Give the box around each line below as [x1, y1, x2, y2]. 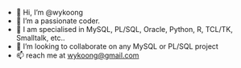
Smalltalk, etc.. [15, 33, 66, 42]
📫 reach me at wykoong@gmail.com [15, 50, 139, 60]
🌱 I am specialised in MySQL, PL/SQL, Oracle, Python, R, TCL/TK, [15, 25, 234, 34]
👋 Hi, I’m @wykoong [15, 8, 83, 17]
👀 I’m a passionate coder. [15, 16, 101, 26]
